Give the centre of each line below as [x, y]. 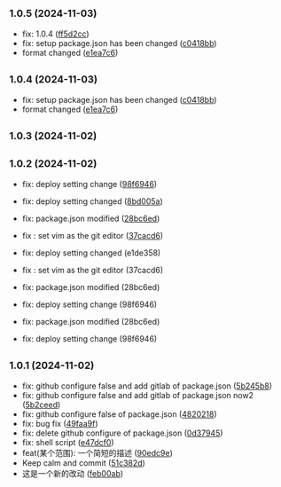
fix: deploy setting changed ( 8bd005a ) [93, 201]
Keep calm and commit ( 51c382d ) [84, 463]
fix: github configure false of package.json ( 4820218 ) [119, 414]
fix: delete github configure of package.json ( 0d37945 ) [122, 433]
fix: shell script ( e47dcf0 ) [68, 442]
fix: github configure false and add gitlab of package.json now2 [138, 395]
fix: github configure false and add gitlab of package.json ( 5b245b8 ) [147, 386]
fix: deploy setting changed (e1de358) [91, 253]
